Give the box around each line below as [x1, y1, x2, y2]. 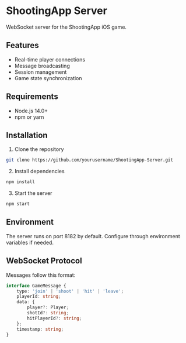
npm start [6, 201, 30, 207]
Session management [14, 68, 67, 76]
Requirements [6, 92, 58, 102]
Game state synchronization [14, 74, 83, 81]
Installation [6, 130, 48, 140]
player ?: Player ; [27, 304, 69, 311]
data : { [16, 299, 35, 305]
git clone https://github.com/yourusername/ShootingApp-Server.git [6, 157, 174, 163]
